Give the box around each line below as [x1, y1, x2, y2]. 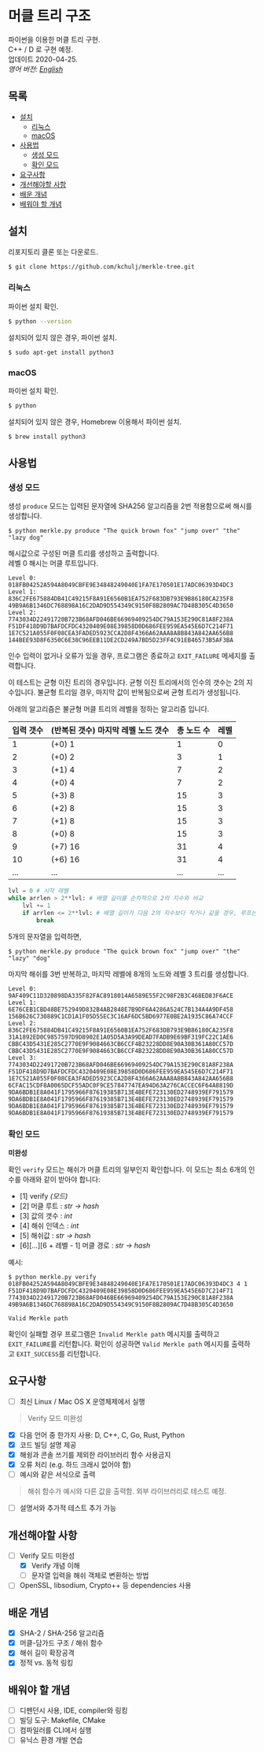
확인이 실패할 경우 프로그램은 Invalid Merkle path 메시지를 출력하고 [8, 1330, 220, 1339]
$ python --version [8, 317, 72, 325]
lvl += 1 [22, 902, 51, 910]
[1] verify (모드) [19, 1192, 68, 1201]
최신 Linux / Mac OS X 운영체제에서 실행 [19, 1397, 145, 1406]
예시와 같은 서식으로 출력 [19, 1470, 96, 1479]
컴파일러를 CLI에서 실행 [19, 1725, 92, 1735]
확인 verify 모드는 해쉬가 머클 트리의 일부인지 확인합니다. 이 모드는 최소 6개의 [8, 1165, 247, 1174]
